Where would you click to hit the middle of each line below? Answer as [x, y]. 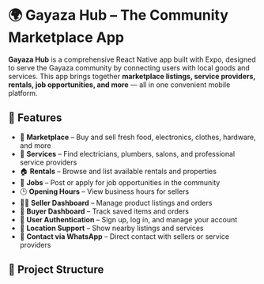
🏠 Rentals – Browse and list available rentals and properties [118, 171]
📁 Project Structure [56, 270]
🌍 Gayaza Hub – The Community [119, 15]
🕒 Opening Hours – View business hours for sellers [104, 191]
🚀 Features [35, 118]
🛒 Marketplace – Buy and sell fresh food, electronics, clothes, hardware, [138, 137]
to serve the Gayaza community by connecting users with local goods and [129, 67]
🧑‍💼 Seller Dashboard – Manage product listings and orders [116, 203]
